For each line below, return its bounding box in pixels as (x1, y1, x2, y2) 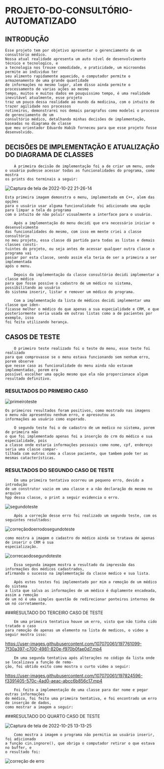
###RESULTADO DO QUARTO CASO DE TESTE (5, 713, 101, 719)
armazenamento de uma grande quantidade (5, 78, 89, 83)
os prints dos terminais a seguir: (5, 177, 78, 181)
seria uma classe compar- (5, 446, 58, 452)
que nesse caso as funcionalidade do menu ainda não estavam (5, 363, 133, 368)
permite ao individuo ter (5, 69, 58, 74)
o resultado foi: (5, 750, 41, 755)
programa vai (5, 251, 32, 256)
